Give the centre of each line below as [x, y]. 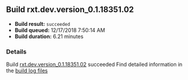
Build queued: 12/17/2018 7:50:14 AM [60, 30]
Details [16, 51]
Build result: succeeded [42, 24]
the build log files [27, 71]
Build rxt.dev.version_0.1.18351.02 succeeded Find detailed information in [94, 65]
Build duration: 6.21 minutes [49, 36]
